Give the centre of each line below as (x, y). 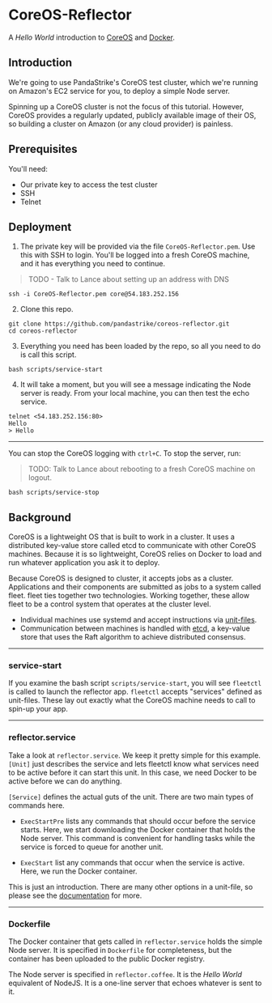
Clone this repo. (47, 309)
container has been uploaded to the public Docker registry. (106, 959)
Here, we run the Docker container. (79, 871)
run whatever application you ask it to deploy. (84, 563)
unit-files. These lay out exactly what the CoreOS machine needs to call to (132, 700)
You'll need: (28, 168)
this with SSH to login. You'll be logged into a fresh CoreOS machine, (135, 255)
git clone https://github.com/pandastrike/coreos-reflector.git (119, 324)
